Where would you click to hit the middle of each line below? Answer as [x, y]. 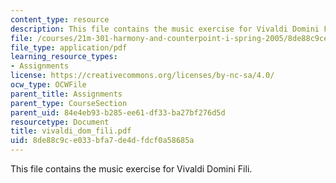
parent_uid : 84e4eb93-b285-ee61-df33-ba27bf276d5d [118, 112]
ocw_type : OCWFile [48, 85]
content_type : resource [60, 19]
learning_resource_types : [64, 57]
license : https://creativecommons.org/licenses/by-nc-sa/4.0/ [142, 76]
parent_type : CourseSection [69, 103]
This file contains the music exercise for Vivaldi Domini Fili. [131, 169]
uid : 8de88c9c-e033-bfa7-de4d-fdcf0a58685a [102, 141]
